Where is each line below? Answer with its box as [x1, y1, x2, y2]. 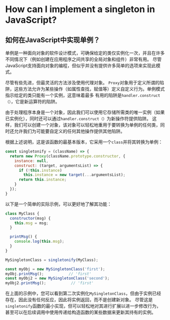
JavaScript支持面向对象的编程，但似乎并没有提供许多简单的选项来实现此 [5, 63, 156, 69]
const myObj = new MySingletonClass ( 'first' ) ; [5, 266, 105, 272]
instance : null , [14, 158, 49, 164]
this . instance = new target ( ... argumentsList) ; [23, 173, 125, 178]
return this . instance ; [18, 177, 67, 182]
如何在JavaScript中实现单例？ [5, 35, 100, 44]
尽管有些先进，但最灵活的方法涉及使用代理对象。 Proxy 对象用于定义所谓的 [5, 80, 160, 85]
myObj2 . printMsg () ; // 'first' [5, 281, 94, 286]
